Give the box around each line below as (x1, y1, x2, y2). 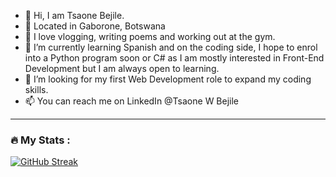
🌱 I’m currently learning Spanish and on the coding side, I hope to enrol (24, 41, 318, 53)
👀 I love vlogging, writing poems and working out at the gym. (24, 31, 276, 42)
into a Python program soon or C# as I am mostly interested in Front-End (24, 52, 325, 64)
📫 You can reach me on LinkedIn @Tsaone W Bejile (24, 95, 240, 107)
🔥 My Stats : (10, 133, 71, 147)
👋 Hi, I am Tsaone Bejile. (24, 10, 125, 21)
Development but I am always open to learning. (24, 63, 220, 74)
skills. (24, 84, 49, 95)
